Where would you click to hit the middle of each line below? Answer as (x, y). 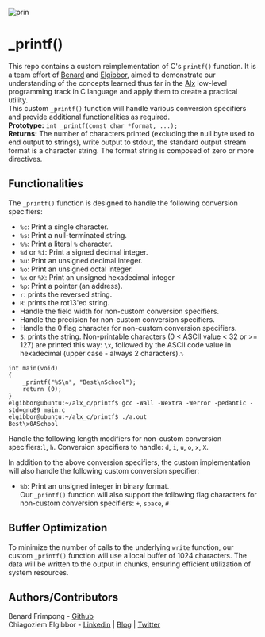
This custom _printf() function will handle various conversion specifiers (127, 108)
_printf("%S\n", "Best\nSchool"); (79, 382)
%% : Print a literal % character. (66, 244)
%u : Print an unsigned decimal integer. (81, 260)
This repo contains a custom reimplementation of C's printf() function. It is (132, 66)
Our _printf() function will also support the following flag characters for (138, 494)
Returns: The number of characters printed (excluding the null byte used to (131, 133)
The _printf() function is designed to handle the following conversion (123, 203)
